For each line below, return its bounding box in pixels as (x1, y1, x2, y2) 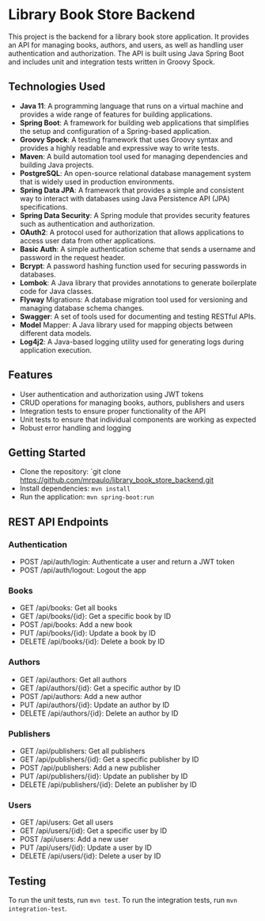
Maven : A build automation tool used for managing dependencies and (19, 151, 248, 161)
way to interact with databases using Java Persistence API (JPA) (19, 193, 231, 203)
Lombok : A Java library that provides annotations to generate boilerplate (19, 277, 257, 287)
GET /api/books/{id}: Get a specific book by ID (19, 612, 172, 621)
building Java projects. (19, 160, 94, 170)
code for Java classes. (19, 286, 94, 296)
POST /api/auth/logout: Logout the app (19, 565, 146, 575)
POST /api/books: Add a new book (19, 620, 133, 629)
